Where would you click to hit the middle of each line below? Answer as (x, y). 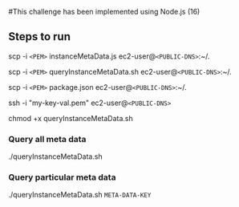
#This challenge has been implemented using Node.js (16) (104, 12)
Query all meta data (47, 139)
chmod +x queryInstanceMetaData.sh (71, 118)
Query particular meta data (62, 177)
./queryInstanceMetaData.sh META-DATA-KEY (80, 195)
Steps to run (39, 37)
